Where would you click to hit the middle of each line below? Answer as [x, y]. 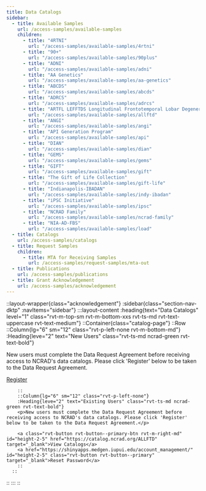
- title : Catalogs [36, 234]
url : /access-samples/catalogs [57, 240]
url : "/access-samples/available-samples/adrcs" [92, 103]
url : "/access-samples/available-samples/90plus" [93, 58]
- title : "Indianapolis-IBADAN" [64, 189]
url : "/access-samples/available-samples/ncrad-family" [101, 218]
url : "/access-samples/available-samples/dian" [90, 149]
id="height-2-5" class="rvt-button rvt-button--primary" [81, 455]
